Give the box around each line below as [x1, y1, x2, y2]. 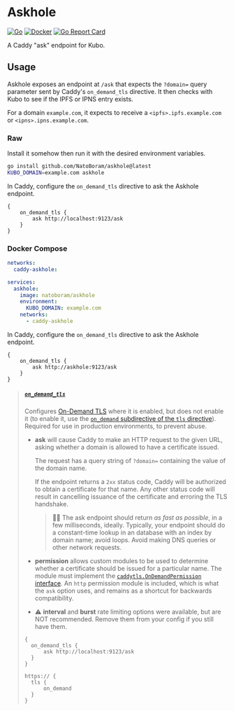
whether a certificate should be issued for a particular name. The [34, 564, 222, 572]
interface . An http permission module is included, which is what [34, 579, 219, 587]
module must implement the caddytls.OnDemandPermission [34, 572, 202, 580]
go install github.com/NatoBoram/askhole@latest [7, 163, 152, 170]
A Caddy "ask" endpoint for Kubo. [7, 41, 105, 49]
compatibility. [34, 593, 74, 602]
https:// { [24, 672, 57, 679]
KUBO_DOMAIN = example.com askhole [7, 169, 105, 176]
